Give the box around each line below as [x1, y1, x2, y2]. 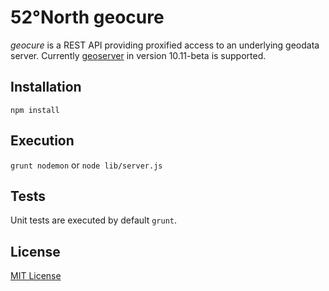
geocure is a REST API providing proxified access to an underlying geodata [10, 39, 320, 51]
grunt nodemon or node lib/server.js [10, 159, 163, 171]
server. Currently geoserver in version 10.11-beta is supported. [10, 49, 267, 61]
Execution [10, 132, 75, 150]
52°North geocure [10, 6, 165, 29]
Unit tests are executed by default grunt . [10, 214, 177, 226]
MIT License [10, 270, 62, 282]
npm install [10, 105, 60, 115]
